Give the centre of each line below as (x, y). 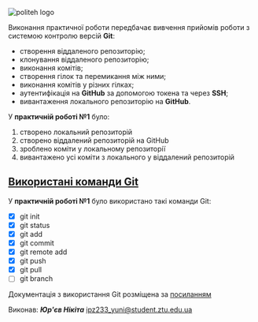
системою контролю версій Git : (62, 36)
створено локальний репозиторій (76, 132)
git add (31, 234)
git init (29, 216)
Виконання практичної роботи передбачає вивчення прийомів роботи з (129, 27)
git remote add (43, 252)
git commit (37, 243)
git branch (36, 279)
